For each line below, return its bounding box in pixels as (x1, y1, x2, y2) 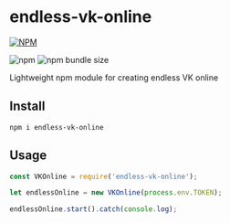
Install (9, 99, 46, 114)
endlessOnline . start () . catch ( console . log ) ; (9, 205, 178, 214)
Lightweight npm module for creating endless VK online (9, 71, 219, 83)
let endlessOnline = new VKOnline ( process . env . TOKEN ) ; (9, 188, 223, 197)
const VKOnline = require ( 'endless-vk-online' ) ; (9, 172, 198, 181)
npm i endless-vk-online (9, 122, 104, 132)
